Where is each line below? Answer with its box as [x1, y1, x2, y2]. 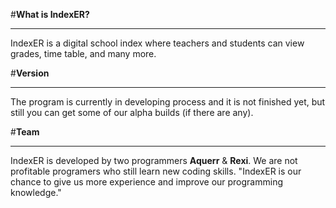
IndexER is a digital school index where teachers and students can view [10, 37, 305, 49]
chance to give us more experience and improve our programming [10, 176, 284, 188]
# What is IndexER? [10, 9, 90, 20]
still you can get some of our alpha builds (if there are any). [10, 107, 254, 118]
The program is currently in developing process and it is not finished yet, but [10, 96, 326, 108]
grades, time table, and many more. [10, 48, 157, 59]
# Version [10, 67, 50, 79]
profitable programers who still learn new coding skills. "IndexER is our [10, 165, 302, 177]
